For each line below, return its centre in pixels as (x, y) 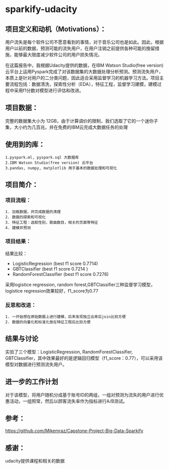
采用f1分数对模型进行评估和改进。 (49, 90)
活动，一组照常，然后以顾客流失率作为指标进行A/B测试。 (68, 401)
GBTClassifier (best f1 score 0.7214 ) (50, 269)
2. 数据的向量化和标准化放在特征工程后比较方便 (48, 322)
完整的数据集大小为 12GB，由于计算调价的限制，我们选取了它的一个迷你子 (82, 121)
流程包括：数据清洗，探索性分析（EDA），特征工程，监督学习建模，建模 (83, 84)
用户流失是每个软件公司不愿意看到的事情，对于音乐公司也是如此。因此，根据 (84, 42)
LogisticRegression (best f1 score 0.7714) (55, 263)
